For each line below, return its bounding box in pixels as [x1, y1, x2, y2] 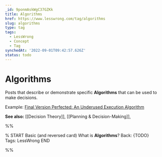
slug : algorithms [5, 20, 40, 26]
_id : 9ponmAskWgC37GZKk [5, 7, 54, 12]
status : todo [5, 52, 32, 58]
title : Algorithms [5, 12, 42, 17]
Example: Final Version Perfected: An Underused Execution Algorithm [5, 104, 144, 110]
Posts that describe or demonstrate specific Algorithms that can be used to [5, 90, 157, 96]
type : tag [5, 25, 25, 30]
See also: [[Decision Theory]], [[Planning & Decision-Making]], [5, 114, 131, 119]
